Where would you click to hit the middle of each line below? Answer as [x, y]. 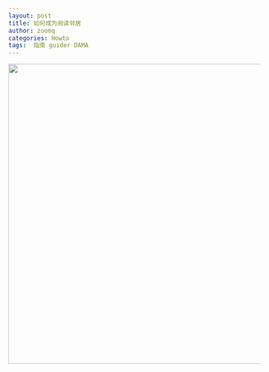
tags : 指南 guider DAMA [48, 46]
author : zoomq [32, 30]
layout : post [30, 16]
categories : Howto [39, 38]
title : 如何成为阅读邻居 [45, 23]
